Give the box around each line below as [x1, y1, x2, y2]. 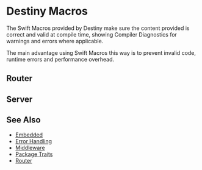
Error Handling [15, 137, 52, 144]
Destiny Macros [6, 4, 88, 18]
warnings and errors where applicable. [6, 37, 104, 44]
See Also [6, 115, 41, 126]
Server [6, 94, 33, 104]
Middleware [15, 144, 45, 151]
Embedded [15, 131, 43, 138]
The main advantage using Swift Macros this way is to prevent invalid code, [6, 49, 197, 56]
